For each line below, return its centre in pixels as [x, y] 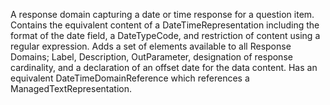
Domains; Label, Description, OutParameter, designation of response [151, 57]
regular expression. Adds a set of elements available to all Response [151, 46]
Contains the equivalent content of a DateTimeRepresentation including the [165, 25]
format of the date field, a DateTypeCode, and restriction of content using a [165, 35]
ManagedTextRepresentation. [71, 88]
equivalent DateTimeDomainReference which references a [130, 78]
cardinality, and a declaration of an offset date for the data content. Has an [164, 67]
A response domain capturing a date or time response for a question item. [162, 14]
